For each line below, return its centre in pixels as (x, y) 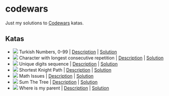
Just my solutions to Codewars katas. (44, 23)
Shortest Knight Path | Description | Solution (65, 70)
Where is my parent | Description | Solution (64, 88)
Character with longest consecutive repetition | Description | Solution (91, 58)
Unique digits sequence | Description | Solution (68, 63)
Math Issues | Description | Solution (56, 76)
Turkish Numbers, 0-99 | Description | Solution (68, 52)
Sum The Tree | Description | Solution (58, 82)
